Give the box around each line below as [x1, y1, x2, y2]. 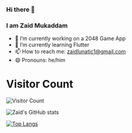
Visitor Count [6, 78, 73, 91]
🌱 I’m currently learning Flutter [14, 41, 90, 48]
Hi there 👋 [6, 5, 36, 14]
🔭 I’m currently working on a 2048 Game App [14, 35, 126, 42]
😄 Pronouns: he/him [14, 57, 65, 64]
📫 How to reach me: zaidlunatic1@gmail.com [14, 48, 126, 55]
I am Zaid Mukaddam [6, 21, 68, 29]
